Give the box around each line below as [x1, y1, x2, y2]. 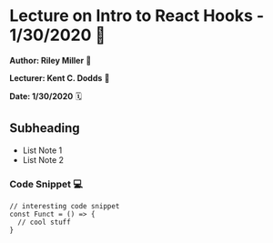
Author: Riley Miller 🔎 [9, 55, 92, 66]
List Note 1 [22, 145, 63, 156]
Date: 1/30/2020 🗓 [9, 90, 82, 101]
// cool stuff [17, 218, 71, 228]
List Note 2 [22, 154, 65, 165]
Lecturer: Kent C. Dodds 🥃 [9, 72, 110, 83]
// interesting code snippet [9, 202, 120, 211]
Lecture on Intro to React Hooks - [9, 5, 265, 26]
